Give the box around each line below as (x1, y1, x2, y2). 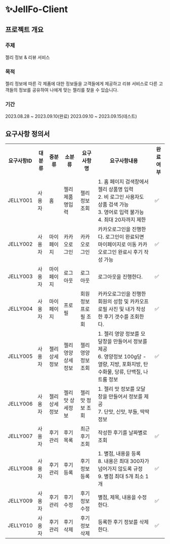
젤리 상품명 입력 (98, 186, 134, 193)
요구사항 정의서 (5, 129, 50, 138)
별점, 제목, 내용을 (98, 494, 137, 501)
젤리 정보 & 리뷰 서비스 (5, 54, 50, 60)
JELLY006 (8, 401, 33, 408)
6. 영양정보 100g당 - (98, 353, 147, 360)
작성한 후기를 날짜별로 (98, 429, 148, 437)
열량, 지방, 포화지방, (98, 361, 143, 368)
